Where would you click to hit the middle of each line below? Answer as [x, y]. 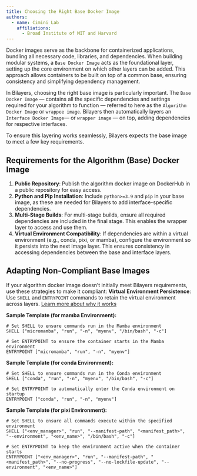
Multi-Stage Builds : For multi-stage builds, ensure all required [90, 215]
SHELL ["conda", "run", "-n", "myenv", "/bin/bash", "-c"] [80, 378]
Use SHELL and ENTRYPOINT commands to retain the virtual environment [91, 297]
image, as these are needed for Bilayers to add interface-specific [93, 202]
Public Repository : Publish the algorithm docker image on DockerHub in [102, 184]
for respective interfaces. [37, 124]
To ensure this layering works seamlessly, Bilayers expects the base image [96, 135]
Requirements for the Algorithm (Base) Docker [93, 160]
